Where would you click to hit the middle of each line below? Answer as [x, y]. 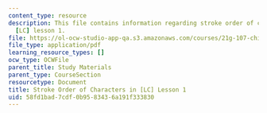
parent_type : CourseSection [55, 75]
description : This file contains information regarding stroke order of [131, 23]
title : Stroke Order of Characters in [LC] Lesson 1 [97, 90]
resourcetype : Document [48, 82]
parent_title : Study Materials [60, 68]
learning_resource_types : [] [56, 53]
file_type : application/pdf [55, 45]
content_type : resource [48, 16]
